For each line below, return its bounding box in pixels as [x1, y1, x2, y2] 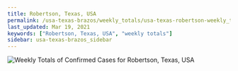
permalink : [7, 17, 40, 24]
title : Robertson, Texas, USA [7, 10, 97, 18]
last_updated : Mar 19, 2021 [7, 23, 91, 30]
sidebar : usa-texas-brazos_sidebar [7, 37, 113, 44]
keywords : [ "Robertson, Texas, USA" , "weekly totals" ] [7, 30, 173, 37]
